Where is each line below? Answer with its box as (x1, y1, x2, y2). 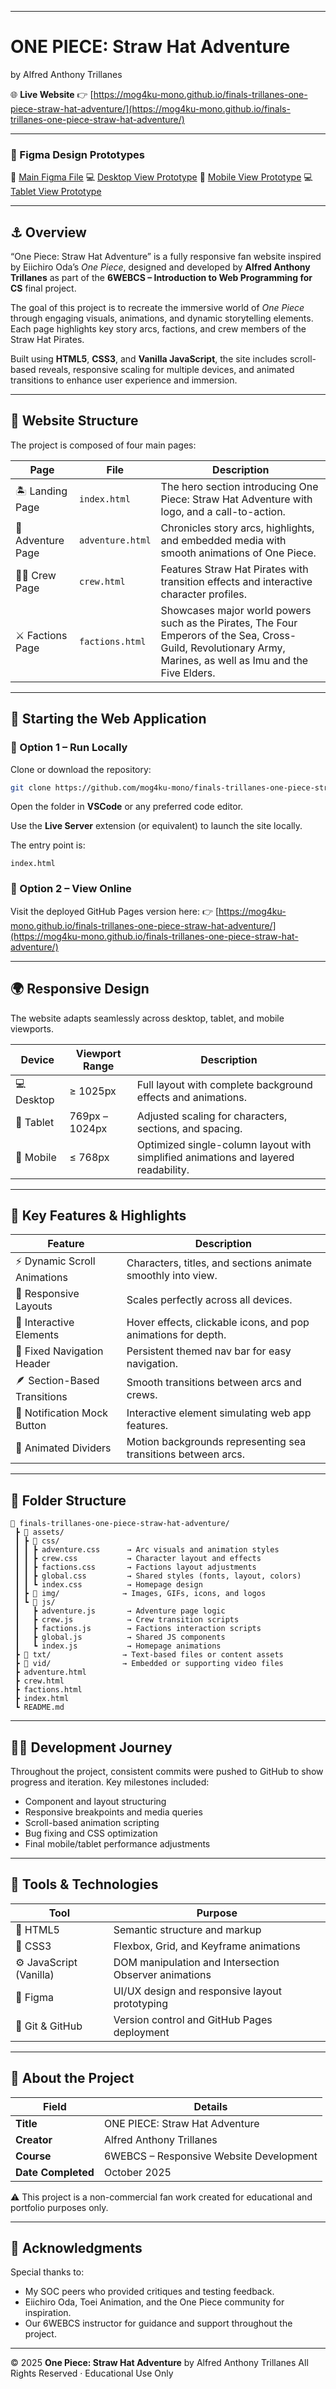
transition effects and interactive (160, 574, 313, 588)
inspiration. (24, 2307, 72, 2319)
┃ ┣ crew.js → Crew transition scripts (14, 1615, 240, 1625)
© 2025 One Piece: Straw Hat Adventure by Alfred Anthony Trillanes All (10, 2357, 309, 2369)
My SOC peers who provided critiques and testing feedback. (24, 2286, 275, 2298)
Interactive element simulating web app (126, 1406, 312, 1420)
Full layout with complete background (136, 1078, 313, 1092)
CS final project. (10, 282, 77, 295)
